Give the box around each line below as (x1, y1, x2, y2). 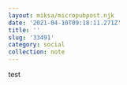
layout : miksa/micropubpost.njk (8, 11, 114, 20)
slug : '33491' (8, 33, 55, 42)
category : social (8, 41, 65, 49)
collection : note (8, 48, 65, 56)
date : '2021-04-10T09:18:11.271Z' (8, 19, 122, 27)
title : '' (8, 26, 41, 34)
